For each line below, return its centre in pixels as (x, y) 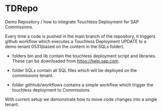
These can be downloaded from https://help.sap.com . (66, 61)
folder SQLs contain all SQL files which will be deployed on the (74, 70)
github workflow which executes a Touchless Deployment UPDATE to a (76, 41)
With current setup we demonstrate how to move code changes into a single (81, 99)
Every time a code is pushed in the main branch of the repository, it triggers (80, 36)
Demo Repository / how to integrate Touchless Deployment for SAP (72, 22)
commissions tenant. (33, 75)
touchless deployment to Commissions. (51, 90)
